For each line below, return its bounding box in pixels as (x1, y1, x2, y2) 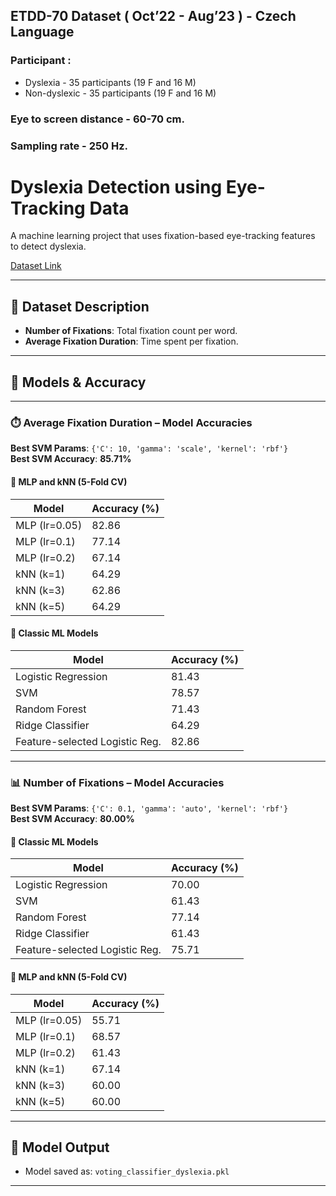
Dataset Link (10, 260, 62, 272)
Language (10, 24, 75, 41)
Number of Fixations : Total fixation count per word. (24, 325, 238, 337)
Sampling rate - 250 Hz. (10, 139, 129, 153)
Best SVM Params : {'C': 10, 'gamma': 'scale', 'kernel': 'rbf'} (10, 442, 289, 454)
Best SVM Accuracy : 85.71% (10, 453, 132, 465)
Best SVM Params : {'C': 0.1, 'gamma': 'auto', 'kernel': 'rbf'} (10, 802, 289, 814)
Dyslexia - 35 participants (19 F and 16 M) (24, 76, 197, 88)
